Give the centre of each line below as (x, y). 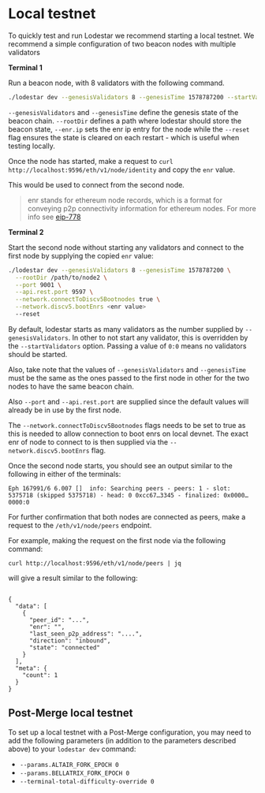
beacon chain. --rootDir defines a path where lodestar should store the (125, 121)
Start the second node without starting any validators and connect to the (126, 247)
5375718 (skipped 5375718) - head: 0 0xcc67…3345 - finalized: (114, 495)
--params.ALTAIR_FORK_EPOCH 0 (69, 765)
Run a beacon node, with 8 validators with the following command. (116, 83)
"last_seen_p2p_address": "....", (86, 634)
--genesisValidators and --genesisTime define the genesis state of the (123, 112)
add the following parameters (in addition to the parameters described (122, 740)
